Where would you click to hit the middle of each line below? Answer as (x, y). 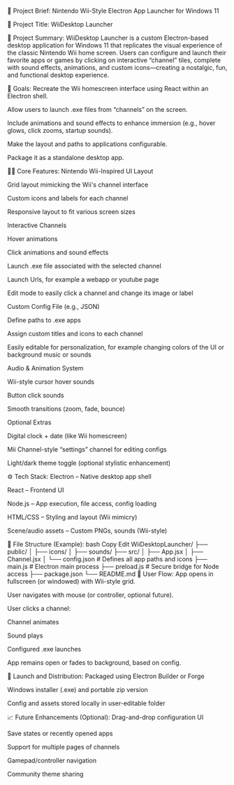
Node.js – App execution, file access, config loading (82, 504)
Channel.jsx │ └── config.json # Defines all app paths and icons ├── (107, 559)
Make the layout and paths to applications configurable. (87, 144)
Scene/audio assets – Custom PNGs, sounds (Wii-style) (87, 531)
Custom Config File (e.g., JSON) (53, 307)
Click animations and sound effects (58, 252)
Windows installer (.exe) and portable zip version (78, 690)
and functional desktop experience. (58, 75)
